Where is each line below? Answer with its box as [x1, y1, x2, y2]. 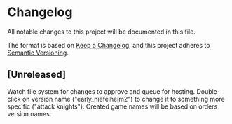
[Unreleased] [7, 69, 67, 81]
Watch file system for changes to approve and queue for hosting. [7, 87, 195, 95]
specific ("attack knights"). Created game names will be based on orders [7, 102, 218, 111]
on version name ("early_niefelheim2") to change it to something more [22, 95, 226, 103]
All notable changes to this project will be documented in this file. [7, 27, 196, 36]
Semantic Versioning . [7, 48, 69, 57]
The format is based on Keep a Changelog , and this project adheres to [7, 41, 210, 49]
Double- [196, 87, 221, 95]
